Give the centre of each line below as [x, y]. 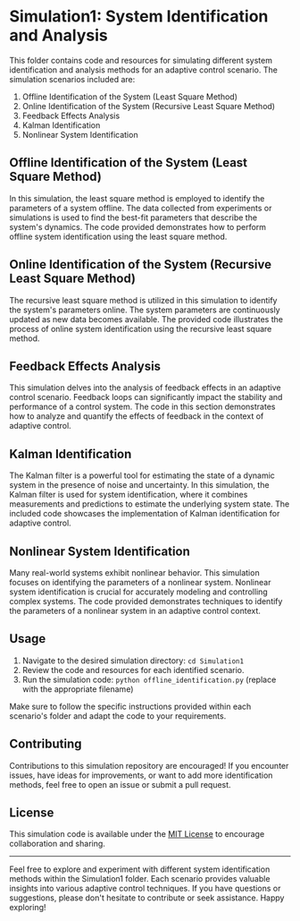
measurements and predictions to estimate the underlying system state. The [150, 504]
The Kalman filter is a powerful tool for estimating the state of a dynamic [142, 475]
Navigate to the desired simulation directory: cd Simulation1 [133, 661]
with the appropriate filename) [78, 689]
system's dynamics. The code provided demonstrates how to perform [137, 226]
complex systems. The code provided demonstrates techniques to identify [146, 601]
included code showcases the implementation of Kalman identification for [145, 514]
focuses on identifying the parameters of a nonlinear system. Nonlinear [140, 582]
